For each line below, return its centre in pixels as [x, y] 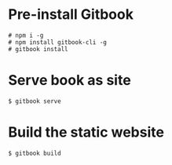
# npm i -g [26, 35]
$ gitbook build [35, 153]
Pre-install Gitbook [71, 15]
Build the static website [86, 132]
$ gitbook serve [35, 101]
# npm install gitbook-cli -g [58, 42]
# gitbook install [38, 49]
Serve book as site [70, 81]
